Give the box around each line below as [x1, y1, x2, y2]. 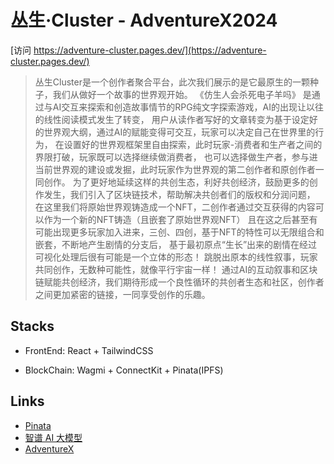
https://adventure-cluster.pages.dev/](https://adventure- [33, 44, 267, 56]
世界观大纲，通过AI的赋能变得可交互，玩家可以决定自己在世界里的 [43, 126, 316, 138]
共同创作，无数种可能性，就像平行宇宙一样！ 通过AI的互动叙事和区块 [34, 263, 318, 275]
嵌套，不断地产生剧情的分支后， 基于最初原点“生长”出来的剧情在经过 [34, 238, 318, 250]
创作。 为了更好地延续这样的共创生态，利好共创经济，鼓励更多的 [43, 176, 310, 188]
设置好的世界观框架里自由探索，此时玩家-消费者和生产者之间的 [63, 138, 323, 150]
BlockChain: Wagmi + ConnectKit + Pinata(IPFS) [24, 364, 224, 376]
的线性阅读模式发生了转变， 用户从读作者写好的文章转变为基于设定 [34, 113, 310, 125]
